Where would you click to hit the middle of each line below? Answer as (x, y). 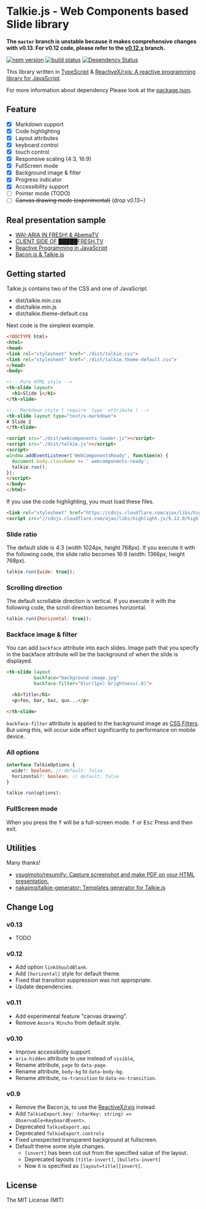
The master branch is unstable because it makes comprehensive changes (101, 41)
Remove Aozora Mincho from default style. (68, 1022)
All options (23, 752)
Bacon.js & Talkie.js (40, 255)
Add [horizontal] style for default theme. (68, 974)
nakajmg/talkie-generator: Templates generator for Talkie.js (90, 888)
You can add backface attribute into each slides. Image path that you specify (103, 648)
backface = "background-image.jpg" (76, 678)
